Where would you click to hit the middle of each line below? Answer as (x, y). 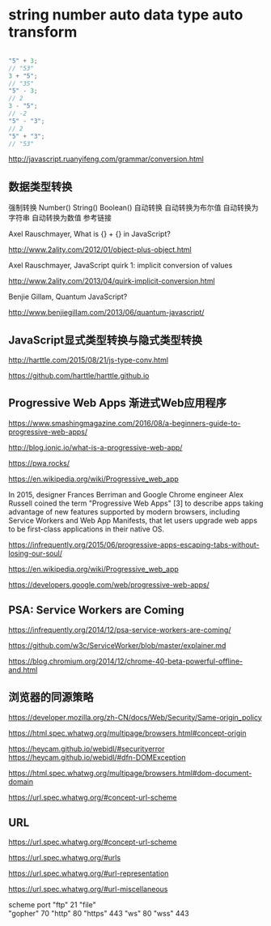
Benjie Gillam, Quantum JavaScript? (68, 297)
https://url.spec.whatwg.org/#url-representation (89, 873)
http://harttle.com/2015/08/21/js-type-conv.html (88, 360)
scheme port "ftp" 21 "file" (52, 905)
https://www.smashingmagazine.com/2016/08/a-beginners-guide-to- (125, 423)
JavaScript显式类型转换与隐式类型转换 (106, 340)
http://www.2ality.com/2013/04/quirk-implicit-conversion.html (112, 281)
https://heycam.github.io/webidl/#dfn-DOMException (97, 757)
